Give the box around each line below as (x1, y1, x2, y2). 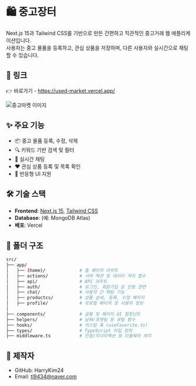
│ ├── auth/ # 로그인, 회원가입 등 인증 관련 (6, 284, 146, 290)
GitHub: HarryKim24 (14, 367, 64, 374)
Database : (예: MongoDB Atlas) (14, 214, 91, 221)
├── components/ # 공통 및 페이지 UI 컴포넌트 (6, 311, 141, 317)
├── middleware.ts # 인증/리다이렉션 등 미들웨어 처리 (6, 333, 152, 339)
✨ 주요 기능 (6, 120, 45, 130)
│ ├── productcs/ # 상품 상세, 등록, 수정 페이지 (6, 295, 145, 301)
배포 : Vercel (14, 221, 43, 229)
